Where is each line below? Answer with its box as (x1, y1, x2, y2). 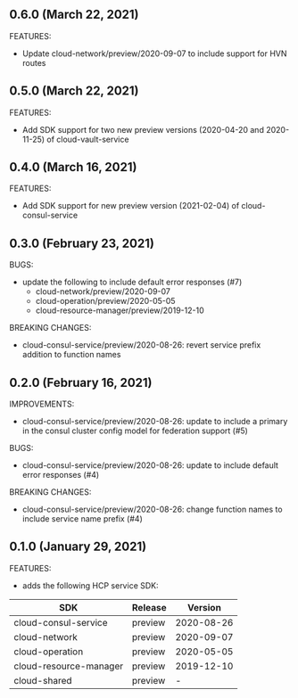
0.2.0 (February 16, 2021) (9, 374, 153, 390)
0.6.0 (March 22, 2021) (9, 7, 139, 22)
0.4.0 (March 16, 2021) (9, 160, 137, 175)
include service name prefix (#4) (21, 513, 143, 524)
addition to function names (21, 349, 121, 360)
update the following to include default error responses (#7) (21, 276, 243, 288)
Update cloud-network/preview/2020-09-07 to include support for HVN (21, 48, 287, 59)
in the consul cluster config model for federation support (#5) (21, 425, 248, 436)
